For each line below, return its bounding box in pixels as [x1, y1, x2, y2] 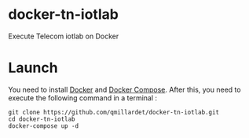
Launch [8, 59, 58, 77]
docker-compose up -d [8, 122, 79, 130]
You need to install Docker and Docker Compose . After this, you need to [8, 85, 241, 94]
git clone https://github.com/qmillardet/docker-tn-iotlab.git [8, 108, 220, 116]
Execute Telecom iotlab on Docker [8, 31, 119, 41]
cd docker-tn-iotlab [8, 115, 76, 123]
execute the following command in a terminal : [8, 93, 158, 103]
